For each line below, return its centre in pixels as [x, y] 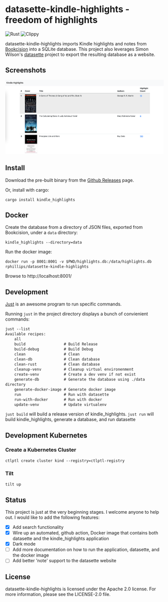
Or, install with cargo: [27, 190]
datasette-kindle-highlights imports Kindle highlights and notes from [76, 43]
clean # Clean [47, 354]
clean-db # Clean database [57, 359]
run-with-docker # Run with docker [58, 400]
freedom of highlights [52, 20]
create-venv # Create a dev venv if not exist [75, 375]
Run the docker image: [29, 252]
